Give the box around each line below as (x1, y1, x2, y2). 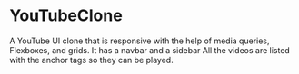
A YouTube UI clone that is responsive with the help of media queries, (9, 35, 270, 46)
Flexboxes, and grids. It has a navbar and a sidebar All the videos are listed (9, 44, 291, 55)
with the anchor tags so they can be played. (9, 54, 174, 65)
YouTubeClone (9, 5, 123, 26)
